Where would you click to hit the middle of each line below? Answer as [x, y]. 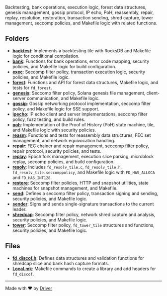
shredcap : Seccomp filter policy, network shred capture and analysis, [84, 214]
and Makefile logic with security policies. [54, 130]
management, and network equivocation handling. [64, 140]
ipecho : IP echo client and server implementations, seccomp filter [80, 114]
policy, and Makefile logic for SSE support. [56, 108]
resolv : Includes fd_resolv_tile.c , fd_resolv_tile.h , [67, 167]
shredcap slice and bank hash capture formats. [61, 263]
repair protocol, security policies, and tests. [57, 151]
